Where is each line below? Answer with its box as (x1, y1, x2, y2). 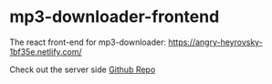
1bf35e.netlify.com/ (9, 46, 82, 57)
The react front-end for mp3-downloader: (9, 37, 167, 47)
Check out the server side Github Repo (9, 64, 156, 75)
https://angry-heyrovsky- (168, 37, 263, 47)
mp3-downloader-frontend (9, 6, 220, 27)
